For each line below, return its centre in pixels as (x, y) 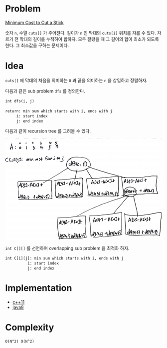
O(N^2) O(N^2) (20, 341)
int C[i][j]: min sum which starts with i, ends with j (64, 258)
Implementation (39, 288)
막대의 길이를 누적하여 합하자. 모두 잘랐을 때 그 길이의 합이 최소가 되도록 (89, 39)
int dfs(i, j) (20, 101)
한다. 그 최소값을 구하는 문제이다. (37, 45)
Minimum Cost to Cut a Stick (34, 22)
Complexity (30, 327)
